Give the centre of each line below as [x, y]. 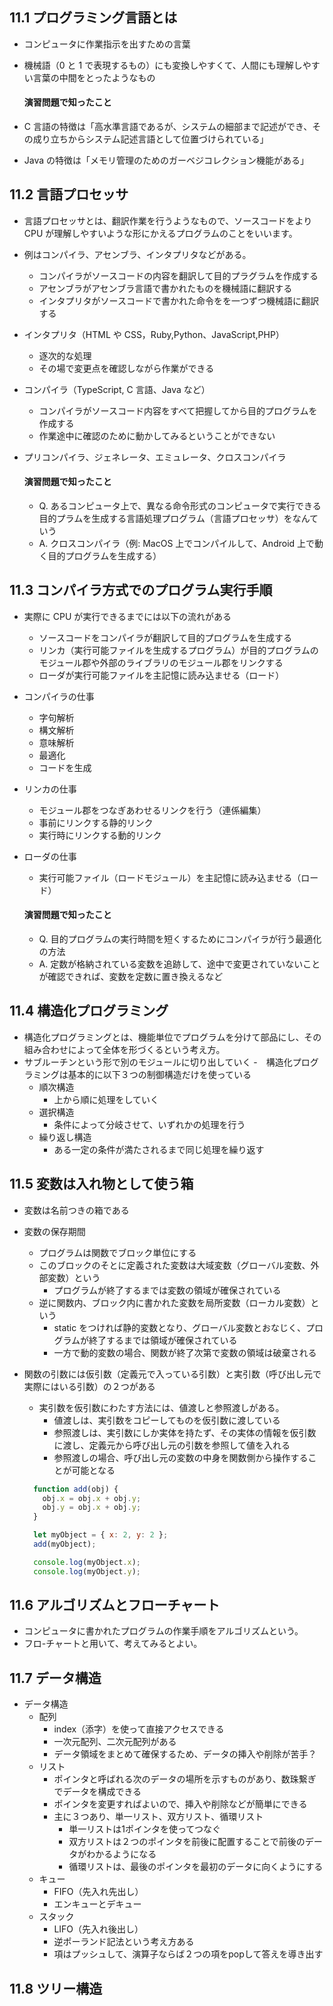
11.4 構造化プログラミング [89, 1011]
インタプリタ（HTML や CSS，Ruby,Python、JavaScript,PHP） [154, 334]
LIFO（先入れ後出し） [98, 1929]
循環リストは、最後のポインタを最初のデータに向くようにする [196, 1867]
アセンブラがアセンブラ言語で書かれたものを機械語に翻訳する [165, 288]
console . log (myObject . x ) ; [87, 1562]
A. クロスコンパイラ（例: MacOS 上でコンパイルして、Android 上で [177, 544]
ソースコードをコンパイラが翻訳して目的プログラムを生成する [165, 637]
